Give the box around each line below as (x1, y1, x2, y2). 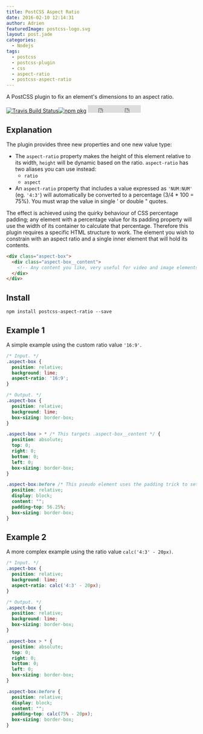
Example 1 (6, 325, 45, 335)
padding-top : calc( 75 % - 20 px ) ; (11, 711, 94, 717)
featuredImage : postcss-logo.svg (6, 25, 91, 32)
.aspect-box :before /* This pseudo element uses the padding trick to (6, 481, 188, 488)
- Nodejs (11, 43, 34, 49)
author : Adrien (6, 20, 45, 26)
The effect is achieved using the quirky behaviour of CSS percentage (6, 209, 179, 216)
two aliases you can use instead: (14, 165, 97, 173)
